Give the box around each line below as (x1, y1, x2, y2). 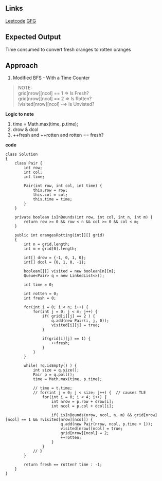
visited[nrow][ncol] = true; (60, 426, 123, 431)
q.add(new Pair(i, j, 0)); (51, 318, 110, 323)
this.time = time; (32, 197, 73, 202)
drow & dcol (12, 126, 39, 133)
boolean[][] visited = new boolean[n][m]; (24, 269, 116, 274)
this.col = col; (32, 192, 68, 197)
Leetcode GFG (5, 17, 36, 24)
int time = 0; (24, 282, 54, 287)
